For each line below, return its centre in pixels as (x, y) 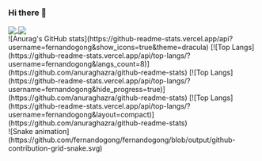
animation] (52, 132)
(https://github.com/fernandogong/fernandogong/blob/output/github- (122, 140)
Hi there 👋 (28, 13)
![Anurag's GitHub (38, 39)
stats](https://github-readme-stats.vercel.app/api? (151, 39)
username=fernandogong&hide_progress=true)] (87, 90)
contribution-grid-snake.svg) (55, 148)
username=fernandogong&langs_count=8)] (79, 64)
